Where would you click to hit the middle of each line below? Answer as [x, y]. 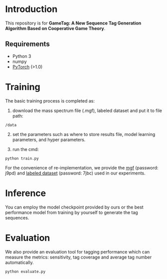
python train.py [22, 158]
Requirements [27, 44]
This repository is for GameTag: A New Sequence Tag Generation [73, 23]
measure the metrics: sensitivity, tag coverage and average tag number [79, 257]
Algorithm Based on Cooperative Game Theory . [55, 28]
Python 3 [22, 56]
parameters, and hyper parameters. [49, 139]
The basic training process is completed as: [50, 100]
